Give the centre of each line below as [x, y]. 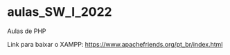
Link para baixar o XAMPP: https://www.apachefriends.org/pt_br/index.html [115, 44]
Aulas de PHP [27, 31]
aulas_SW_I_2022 [60, 12]
